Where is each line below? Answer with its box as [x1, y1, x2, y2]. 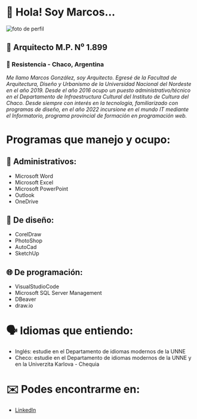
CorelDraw [14, 231, 42, 238]
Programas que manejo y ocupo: [6, 133, 171, 146]
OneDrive [14, 198, 39, 205]
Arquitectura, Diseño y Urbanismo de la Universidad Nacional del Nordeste [6, 80, 192, 87]
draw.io [14, 302, 33, 309]
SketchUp [14, 250, 40, 257]
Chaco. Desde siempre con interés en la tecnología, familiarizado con [6, 99, 178, 106]
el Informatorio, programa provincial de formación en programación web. [6, 112, 187, 119]
